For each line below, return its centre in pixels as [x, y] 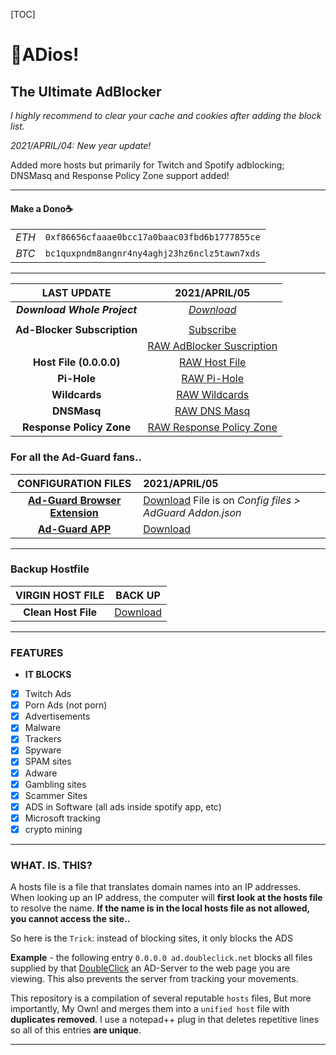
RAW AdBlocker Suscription [212, 346]
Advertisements [57, 716]
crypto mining [53, 829]
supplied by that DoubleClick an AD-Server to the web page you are [150, 968]
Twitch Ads [48, 694]
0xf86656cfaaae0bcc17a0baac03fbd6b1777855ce [152, 237]
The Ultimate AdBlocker [86, 91]
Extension [74, 512]
